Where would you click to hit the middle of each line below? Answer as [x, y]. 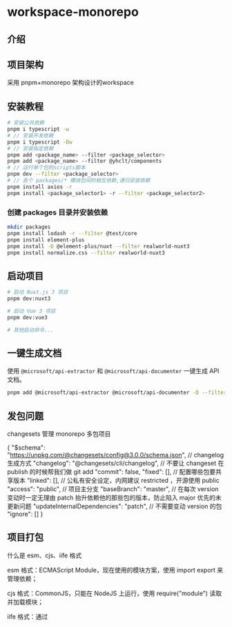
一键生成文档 [35, 353]
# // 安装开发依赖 [30, 135]
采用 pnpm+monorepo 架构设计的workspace [71, 83]
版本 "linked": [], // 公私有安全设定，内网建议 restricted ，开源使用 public [116, 481]
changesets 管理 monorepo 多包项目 [59, 434]
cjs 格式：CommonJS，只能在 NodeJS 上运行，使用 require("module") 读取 [115, 593]
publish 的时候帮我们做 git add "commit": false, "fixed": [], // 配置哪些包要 [112, 472]
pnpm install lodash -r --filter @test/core [72, 233]
